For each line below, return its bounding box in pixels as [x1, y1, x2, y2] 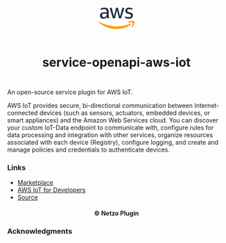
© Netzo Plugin [94, 209, 139, 217]
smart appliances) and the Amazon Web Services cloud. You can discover [7, 116, 219, 124]
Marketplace [17, 179, 53, 187]
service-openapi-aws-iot [42, 55, 191, 71]
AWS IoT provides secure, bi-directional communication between [7, 101, 193, 109]
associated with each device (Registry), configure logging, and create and [7, 138, 219, 146]
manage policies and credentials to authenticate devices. [7, 145, 170, 154]
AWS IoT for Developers [17, 186, 86, 195]
